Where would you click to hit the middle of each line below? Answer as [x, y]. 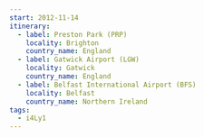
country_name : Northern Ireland [87, 101]
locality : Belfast [60, 93]
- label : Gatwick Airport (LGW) [79, 59]
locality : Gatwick [60, 68]
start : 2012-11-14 [44, 18]
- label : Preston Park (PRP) [73, 34]
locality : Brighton [63, 43]
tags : [19, 110]
